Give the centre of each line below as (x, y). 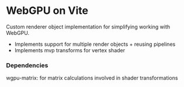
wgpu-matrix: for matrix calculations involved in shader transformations (92, 78)
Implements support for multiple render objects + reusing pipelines (95, 44)
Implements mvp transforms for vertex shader (70, 50)
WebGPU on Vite (47, 11)
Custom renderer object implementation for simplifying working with (88, 27)
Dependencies (27, 65)
